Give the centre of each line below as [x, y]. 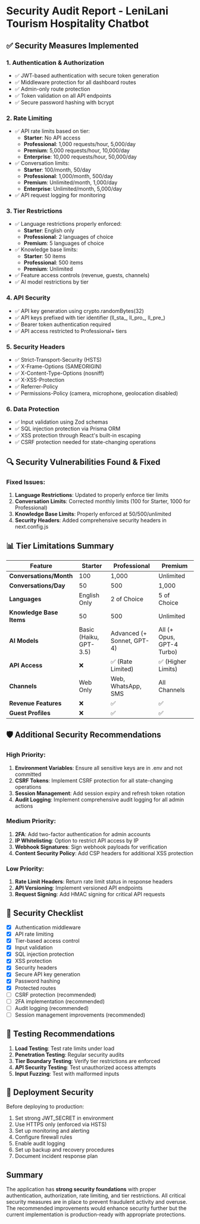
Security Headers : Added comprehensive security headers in [90, 520]
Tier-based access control [47, 941]
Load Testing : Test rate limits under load [65, 1048]
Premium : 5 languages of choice [64, 243]
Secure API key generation [47, 974]
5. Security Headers [36, 347]
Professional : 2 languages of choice [68, 237]
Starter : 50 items [45, 256]
